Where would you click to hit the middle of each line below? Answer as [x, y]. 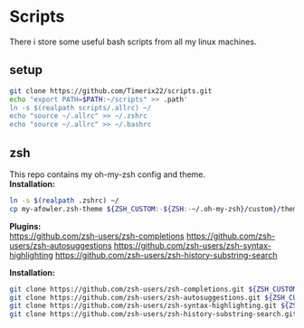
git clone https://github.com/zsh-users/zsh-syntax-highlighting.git [143, 306]
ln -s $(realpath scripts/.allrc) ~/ [81, 108]
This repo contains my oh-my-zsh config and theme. [108, 174]
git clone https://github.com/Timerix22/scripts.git [111, 91]
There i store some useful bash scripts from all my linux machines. [133, 42]
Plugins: [25, 226]
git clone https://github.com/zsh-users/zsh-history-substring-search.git [153, 314]
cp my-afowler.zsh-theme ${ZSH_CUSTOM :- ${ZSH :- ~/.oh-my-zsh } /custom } [143, 209]
